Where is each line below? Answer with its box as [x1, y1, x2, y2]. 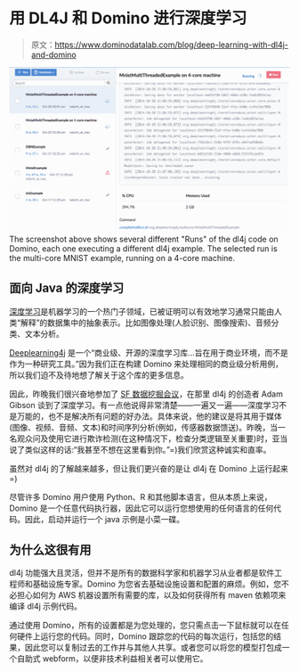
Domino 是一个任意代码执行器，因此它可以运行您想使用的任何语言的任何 [9, 503, 274, 513]
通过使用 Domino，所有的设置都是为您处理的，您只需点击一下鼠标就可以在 [9, 620, 282, 631]
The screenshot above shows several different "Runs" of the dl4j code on [9, 234, 279, 244]
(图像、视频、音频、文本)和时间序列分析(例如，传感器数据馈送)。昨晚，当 [9, 422, 279, 432]
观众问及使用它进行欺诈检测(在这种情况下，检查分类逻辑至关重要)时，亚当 [16, 433, 288, 444]
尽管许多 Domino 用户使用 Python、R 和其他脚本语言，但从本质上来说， [9, 491, 273, 502]
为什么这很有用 [9, 542, 92, 557]
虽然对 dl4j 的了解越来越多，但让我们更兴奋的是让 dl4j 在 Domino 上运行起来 [9, 463, 289, 473]
